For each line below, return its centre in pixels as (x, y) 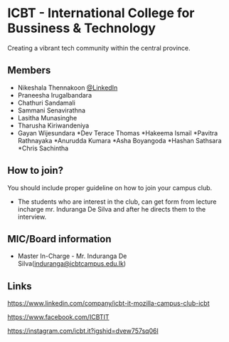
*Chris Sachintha (43, 148)
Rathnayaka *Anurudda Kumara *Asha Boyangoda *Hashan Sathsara (119, 140)
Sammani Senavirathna (52, 110)
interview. (32, 217)
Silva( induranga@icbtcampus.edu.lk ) (72, 264)
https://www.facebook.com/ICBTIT (58, 317)
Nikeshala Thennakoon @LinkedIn (68, 88)
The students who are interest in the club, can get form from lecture (117, 202)
